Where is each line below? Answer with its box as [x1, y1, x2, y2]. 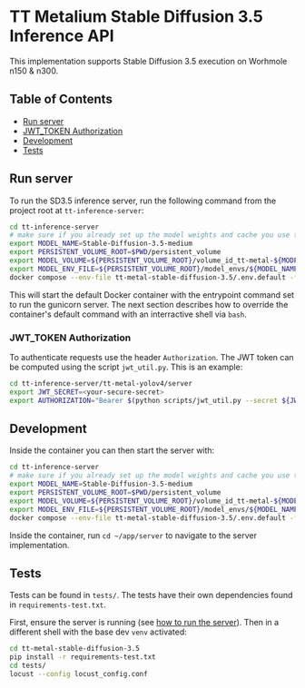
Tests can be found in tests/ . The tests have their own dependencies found [9, 590, 293, 601]
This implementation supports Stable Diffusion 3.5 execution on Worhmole [9, 55, 288, 66]
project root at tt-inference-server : [9, 204, 144, 215]
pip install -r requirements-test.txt [9, 653, 156, 662]
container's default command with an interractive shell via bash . [9, 309, 247, 319]
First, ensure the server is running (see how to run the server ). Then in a [9, 617, 280, 628]
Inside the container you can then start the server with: [9, 445, 215, 456]
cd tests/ [9, 661, 47, 671]
